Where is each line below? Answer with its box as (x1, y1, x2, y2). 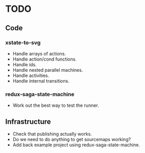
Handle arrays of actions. (12, 50, 66, 56)
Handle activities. (12, 72, 50, 79)
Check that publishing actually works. (12, 130, 92, 137)
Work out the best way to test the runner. (12, 102, 100, 108)
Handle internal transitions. (12, 78, 70, 84)
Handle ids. (12, 61, 37, 67)
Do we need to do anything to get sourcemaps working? (12, 136, 131, 142)
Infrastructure (5, 117, 51, 126)
